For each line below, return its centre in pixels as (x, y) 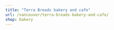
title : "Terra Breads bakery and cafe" (48, 10)
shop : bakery (19, 19)
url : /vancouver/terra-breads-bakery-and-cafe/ (57, 15)
